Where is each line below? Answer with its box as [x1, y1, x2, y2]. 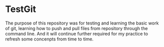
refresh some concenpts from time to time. [5, 36, 94, 42]
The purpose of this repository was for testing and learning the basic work [5, 20, 159, 26]
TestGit [5, 3, 36, 15]
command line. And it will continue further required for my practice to [5, 30, 148, 36]
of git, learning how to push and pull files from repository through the [5, 25, 148, 31]
